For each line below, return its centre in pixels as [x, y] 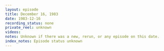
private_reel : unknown [28, 28]
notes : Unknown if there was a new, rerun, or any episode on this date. [82, 37]
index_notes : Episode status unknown [44, 41]
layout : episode [22, 9]
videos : [13, 32]
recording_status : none [30, 23]
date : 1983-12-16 [23, 18]
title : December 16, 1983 [32, 14]
